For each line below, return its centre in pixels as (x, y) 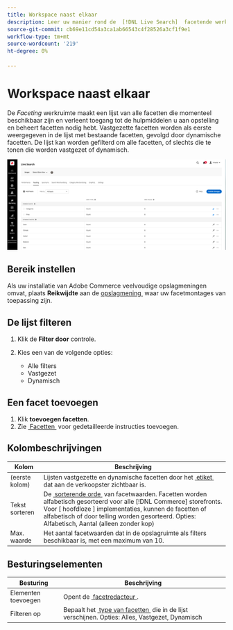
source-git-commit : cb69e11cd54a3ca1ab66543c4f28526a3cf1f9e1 (99, 29)
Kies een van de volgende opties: (65, 353)
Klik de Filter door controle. (57, 339)
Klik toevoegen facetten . (53, 419)
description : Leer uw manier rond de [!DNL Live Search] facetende (110, 22)
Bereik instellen (42, 269)
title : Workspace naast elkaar (52, 15)
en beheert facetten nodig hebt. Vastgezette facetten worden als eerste (109, 128)
